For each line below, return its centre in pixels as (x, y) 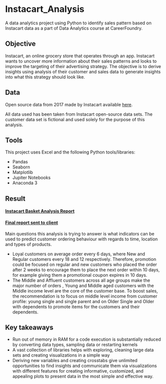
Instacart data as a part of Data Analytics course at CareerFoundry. (74, 28)
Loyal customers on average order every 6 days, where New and (79, 254)
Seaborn (21, 167)
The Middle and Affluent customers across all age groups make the (81, 280)
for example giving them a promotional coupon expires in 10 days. (80, 275)
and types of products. (29, 244)
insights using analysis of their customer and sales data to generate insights (83, 72)
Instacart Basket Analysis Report (40, 211)
